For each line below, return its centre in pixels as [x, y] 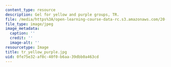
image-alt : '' [25, 43]
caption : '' [23, 33]
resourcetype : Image [27, 47]
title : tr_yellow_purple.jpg [36, 52]
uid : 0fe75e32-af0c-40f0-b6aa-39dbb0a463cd [52, 57]
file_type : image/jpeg [29, 24]
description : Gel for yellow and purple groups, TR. [62, 15]
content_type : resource [31, 10]
